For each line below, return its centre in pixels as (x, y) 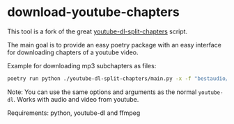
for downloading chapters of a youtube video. (73, 52)
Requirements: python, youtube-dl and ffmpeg (74, 113)
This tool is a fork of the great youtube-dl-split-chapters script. (97, 31)
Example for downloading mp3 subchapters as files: (82, 65)
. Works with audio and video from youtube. (76, 99)
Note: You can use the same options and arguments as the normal (102, 92)
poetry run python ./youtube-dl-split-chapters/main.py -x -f (99, 78)
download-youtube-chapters (93, 12)
